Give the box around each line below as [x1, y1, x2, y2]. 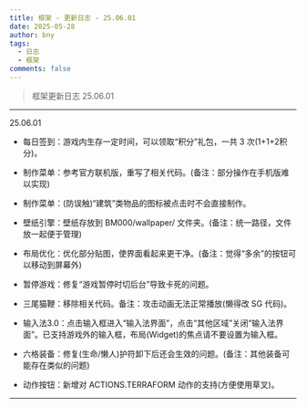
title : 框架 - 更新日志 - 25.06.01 [9, 13, 137, 23]
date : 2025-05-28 [9, 22, 76, 31]
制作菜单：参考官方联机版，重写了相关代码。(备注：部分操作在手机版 [22, 166, 281, 178]
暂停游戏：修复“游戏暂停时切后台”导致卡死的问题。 [22, 278, 214, 289]
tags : [9, 38, 30, 48]
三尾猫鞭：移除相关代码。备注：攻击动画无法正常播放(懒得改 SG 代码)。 [22, 298, 292, 309]
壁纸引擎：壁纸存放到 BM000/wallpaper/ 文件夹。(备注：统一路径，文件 [22, 216, 292, 228]
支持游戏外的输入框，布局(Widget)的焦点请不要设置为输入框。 [49, 329, 283, 340]
